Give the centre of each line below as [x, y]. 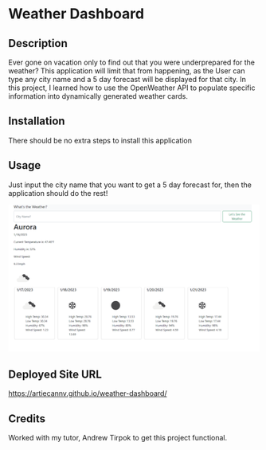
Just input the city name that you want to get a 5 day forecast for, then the [130, 185]
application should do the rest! [58, 193]
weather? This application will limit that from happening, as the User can [127, 71]
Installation [37, 121]
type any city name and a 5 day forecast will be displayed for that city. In [127, 79]
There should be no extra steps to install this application [100, 140]
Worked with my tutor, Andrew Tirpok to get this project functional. [118, 438]
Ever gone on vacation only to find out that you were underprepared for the [131, 62]
